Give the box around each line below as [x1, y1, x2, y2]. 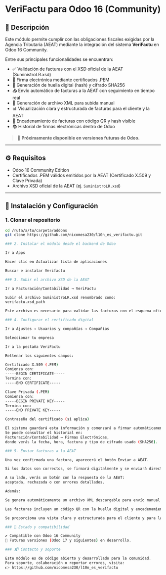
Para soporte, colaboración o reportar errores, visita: [5, 560, 125, 565]
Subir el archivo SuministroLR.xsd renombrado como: [5, 295, 116, 300]
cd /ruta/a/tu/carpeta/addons [5, 228, 68, 233]
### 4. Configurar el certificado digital [5, 318, 94, 323]
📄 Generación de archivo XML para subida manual [12, 100, 115, 106]
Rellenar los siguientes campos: [5, 353, 74, 358]
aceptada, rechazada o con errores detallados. [5, 480, 105, 485]
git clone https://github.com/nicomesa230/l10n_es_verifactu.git [5, 233, 142, 238]
